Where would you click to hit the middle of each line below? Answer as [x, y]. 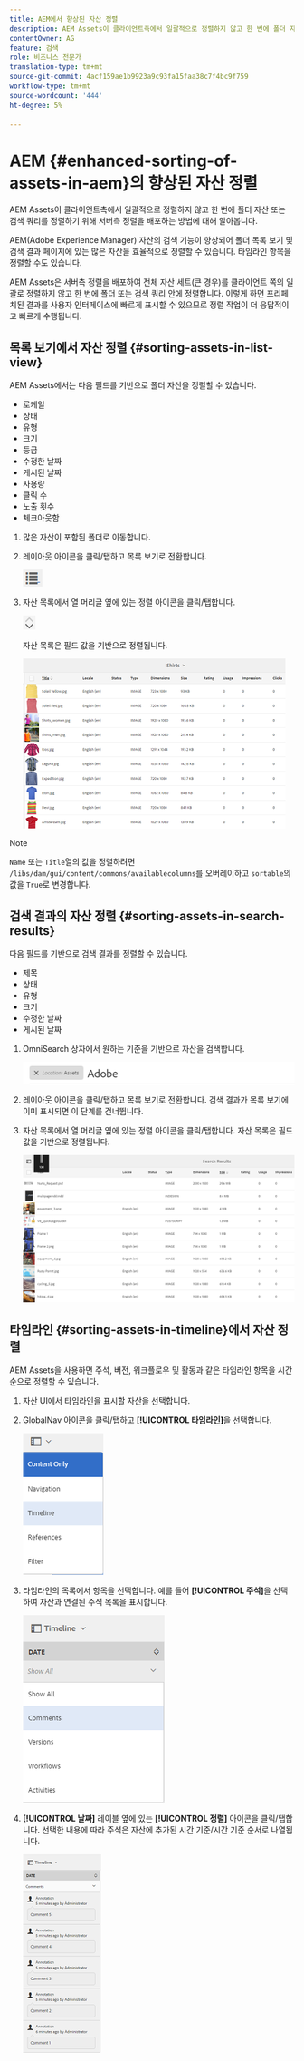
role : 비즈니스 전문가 [45, 58]
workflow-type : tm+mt [50, 86]
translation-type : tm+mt [56, 67]
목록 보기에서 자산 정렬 [69, 348]
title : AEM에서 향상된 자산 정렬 [64, 19]
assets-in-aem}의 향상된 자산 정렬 [133, 183]
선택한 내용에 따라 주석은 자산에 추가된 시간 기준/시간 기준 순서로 [156, 1830]
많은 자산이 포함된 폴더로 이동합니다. [86, 537]
